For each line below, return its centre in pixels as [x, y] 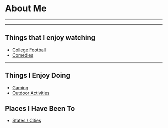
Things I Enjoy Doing [38, 75]
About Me [26, 9]
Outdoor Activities [31, 93]
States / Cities [27, 121]
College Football [29, 50]
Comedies [23, 55]
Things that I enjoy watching [50, 38]
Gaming [20, 87]
